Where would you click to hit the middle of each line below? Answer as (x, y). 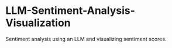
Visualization (38, 23)
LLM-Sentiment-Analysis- (70, 11)
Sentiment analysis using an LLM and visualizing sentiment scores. (86, 39)
